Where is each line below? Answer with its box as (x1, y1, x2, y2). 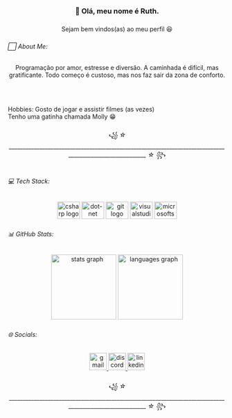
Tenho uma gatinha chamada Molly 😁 (8, 112, 116, 121)
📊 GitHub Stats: (8, 230, 54, 238)
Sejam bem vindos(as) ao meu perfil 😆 (61, 24, 173, 33)
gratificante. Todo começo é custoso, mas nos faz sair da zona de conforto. (8, 71, 226, 79)
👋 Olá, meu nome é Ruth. (75, 6, 159, 16)
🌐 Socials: (8, 330, 37, 338)
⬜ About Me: (8, 42, 48, 51)
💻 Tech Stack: (8, 177, 51, 185)
